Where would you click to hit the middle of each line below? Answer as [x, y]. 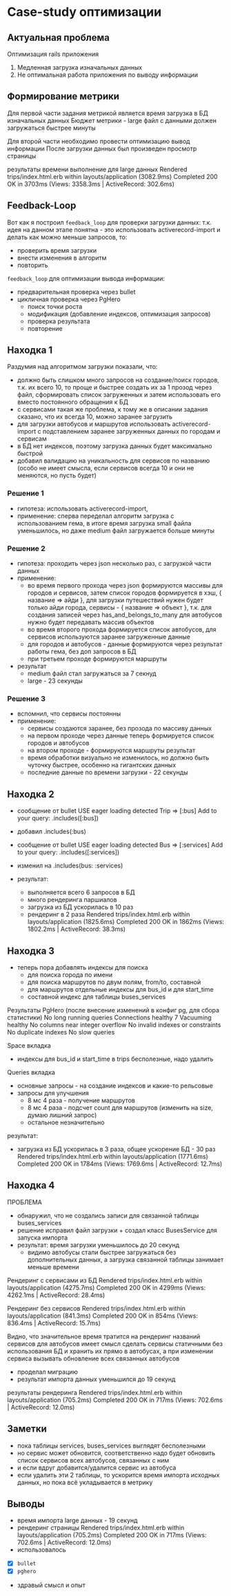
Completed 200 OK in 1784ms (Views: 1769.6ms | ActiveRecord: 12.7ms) [120, 1164]
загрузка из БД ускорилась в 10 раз [80, 907]
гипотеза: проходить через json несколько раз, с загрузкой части [114, 564]
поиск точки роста [55, 306]
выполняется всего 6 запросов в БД [81, 892]
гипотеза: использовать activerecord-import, [82, 508]
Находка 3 [31, 951]
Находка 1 [30, 350]
